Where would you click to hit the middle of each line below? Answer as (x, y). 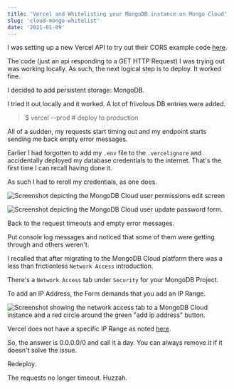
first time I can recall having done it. (60, 168)
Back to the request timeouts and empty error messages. (91, 223)
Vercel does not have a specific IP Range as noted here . (89, 329)
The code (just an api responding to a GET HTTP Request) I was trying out (116, 61)
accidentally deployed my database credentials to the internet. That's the (115, 160)
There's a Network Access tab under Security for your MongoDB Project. (113, 280)
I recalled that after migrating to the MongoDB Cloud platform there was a (115, 259)
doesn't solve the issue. (42, 351)
